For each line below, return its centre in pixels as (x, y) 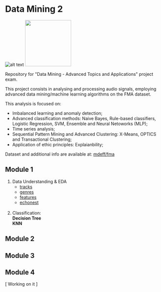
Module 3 (20, 255)
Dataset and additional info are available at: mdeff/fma (60, 154)
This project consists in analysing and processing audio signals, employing (81, 89)
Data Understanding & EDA (40, 181)
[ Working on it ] (21, 284)
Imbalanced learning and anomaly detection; (57, 113)
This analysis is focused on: (33, 103)
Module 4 (20, 272)
